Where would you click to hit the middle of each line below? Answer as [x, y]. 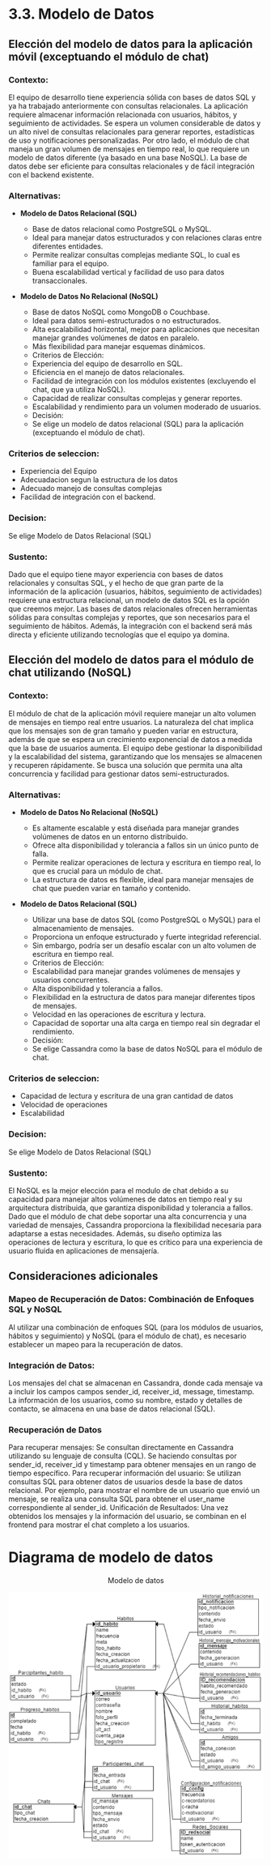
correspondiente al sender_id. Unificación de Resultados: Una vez [119, 1508]
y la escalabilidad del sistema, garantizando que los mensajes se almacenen [135, 756]
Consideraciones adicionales [83, 1276]
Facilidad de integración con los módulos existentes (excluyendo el [144, 381]
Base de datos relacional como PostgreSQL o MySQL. [122, 229]
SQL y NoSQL [35, 1309]
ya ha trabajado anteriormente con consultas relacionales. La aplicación [128, 105]
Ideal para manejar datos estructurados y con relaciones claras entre [147, 238]
